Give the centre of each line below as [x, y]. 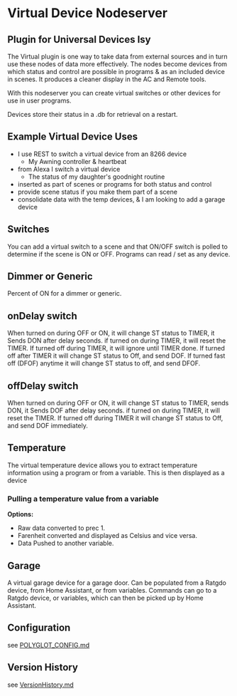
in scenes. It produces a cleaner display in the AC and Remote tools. [107, 79]
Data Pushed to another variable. [66, 544]
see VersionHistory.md [41, 685]
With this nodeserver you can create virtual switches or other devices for [114, 93]
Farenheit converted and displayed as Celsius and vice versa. [107, 536]
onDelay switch [42, 316]
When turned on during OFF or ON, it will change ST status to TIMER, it [111, 333]
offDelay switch [43, 386]
